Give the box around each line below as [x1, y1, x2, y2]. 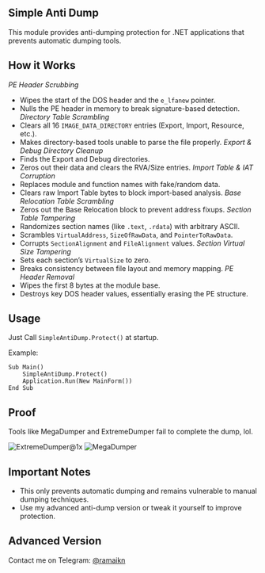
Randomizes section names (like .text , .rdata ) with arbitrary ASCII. [19, 221, 240, 231]
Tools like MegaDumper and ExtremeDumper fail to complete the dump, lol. [8, 427, 253, 437]
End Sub [8, 384, 34, 392]
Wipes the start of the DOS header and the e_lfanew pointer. [19, 95, 216, 105]
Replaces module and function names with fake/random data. [19, 179, 221, 189]
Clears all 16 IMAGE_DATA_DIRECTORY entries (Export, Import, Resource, [19, 120, 244, 130]
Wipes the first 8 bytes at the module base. [19, 281, 161, 290]
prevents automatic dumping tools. [8, 36, 122, 45]
